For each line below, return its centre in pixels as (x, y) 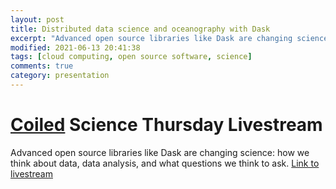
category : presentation (60, 76)
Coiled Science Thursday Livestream (166, 125)
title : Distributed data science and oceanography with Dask (140, 29)
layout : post (37, 19)
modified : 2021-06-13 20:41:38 (75, 47)
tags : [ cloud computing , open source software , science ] (131, 57)
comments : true (42, 66)
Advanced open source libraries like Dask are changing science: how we (160, 152)
